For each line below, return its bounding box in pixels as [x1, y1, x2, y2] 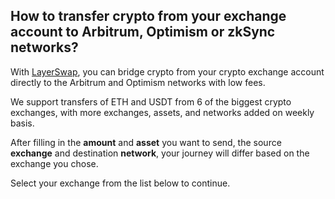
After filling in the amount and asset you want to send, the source [10, 136, 282, 148]
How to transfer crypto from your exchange [10, 8, 287, 25]
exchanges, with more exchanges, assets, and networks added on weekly [10, 106, 315, 118]
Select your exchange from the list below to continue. [10, 177, 231, 189]
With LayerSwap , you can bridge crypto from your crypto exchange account [10, 65, 325, 78]
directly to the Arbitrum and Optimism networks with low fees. [10, 76, 266, 88]
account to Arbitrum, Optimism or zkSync [10, 24, 276, 41]
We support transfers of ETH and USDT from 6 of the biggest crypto [10, 95, 292, 108]
